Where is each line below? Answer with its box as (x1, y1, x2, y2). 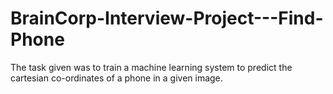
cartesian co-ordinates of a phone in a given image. (10, 72, 223, 84)
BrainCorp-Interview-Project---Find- (10, 7, 324, 30)
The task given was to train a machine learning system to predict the (10, 61, 293, 73)
